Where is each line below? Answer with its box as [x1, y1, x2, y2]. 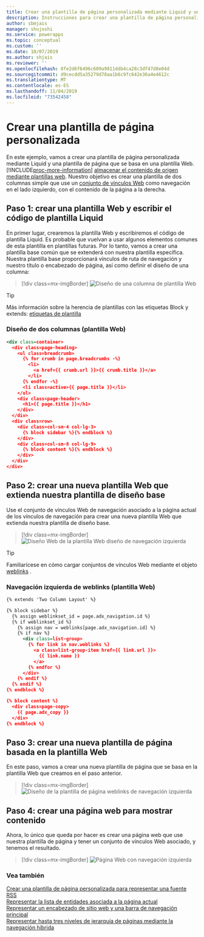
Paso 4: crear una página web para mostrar [6, 805, 173, 816]
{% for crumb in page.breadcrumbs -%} [22, 356, 121, 362]
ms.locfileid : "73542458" [6, 94, 72, 100]
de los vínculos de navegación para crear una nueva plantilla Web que [6, 513, 182, 520]
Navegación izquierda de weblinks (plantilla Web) [6, 583, 156, 591]
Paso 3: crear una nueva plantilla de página [6, 737, 173, 747]
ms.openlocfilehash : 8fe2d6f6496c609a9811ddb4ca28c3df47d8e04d [6, 65, 170, 72]
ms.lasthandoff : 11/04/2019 [6, 88, 78, 94]
